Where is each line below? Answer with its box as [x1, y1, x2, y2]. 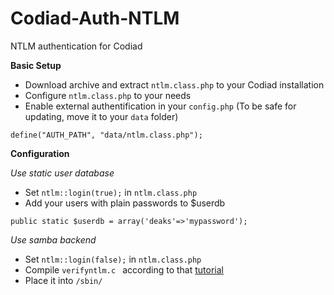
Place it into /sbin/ [24, 274, 103, 286]
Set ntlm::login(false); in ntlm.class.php [24, 253, 202, 265]
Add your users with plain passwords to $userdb [24, 197, 226, 209]
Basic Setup [10, 59, 62, 71]
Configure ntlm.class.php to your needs [24, 89, 192, 101]
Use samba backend [10, 233, 97, 246]
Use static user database [10, 167, 115, 179]
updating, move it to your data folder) [24, 110, 179, 122]
